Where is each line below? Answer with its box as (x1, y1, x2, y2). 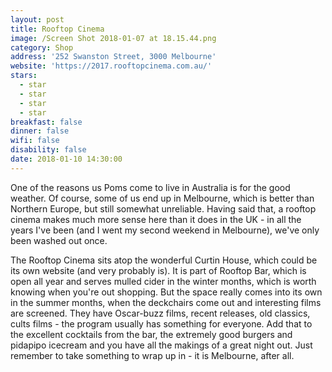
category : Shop (10, 42, 74, 53)
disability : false (10, 145, 87, 155)
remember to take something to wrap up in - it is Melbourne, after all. (10, 349, 295, 361)
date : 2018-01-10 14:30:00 (10, 154, 123, 164)
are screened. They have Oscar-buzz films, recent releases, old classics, (10, 307, 311, 319)
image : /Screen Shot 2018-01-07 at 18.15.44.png (10, 33, 217, 43)
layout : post (10, 14, 65, 25)
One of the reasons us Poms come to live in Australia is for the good (10, 181, 291, 193)
